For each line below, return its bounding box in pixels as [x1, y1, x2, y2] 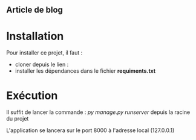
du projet [6, 115, 29, 122]
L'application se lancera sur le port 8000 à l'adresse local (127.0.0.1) [6, 127, 175, 134]
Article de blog [6, 5, 64, 15]
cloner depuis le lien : [15, 61, 69, 68]
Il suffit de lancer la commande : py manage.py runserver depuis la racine [6, 108, 191, 116]
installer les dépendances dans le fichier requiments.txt [15, 67, 156, 75]
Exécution [6, 88, 58, 102]
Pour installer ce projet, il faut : [6, 49, 83, 56]
